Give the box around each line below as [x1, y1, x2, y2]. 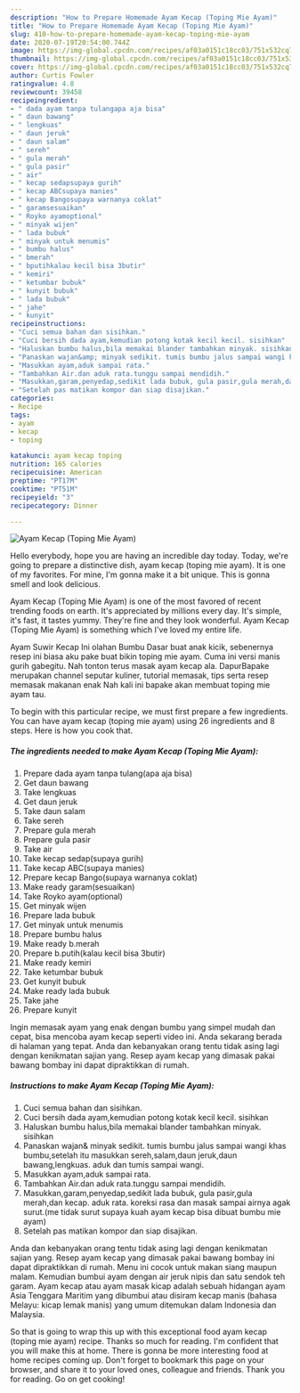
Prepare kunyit [22, 1005, 77, 1015]
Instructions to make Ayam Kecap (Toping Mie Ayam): [10, 1079, 215, 1091]
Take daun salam [22, 806, 85, 817]
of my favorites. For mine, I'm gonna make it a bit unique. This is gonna [10, 569, 271, 580]
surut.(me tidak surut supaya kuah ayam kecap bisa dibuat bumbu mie [22, 1207, 281, 1218]
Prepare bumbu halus [22, 929, 102, 940]
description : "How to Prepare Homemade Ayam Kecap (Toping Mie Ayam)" [10, 12, 278, 22]
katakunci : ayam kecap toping [10, 452, 123, 460]
